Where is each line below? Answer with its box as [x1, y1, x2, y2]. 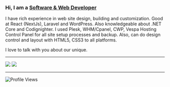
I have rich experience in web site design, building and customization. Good [5, 16, 163, 22]
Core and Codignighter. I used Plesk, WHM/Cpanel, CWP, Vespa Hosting [5, 26, 157, 32]
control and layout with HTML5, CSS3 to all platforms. [5, 37, 117, 43]
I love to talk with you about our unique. [5, 47, 88, 53]
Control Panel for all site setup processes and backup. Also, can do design [5, 32, 161, 38]
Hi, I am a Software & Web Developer [5, 4, 97, 11]
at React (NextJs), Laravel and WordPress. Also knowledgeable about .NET [5, 21, 162, 27]
